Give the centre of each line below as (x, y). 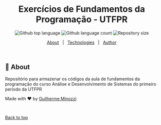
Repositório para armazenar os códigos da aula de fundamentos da (72, 79)
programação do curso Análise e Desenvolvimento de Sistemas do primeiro (81, 84)
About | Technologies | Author (82, 42)
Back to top (17, 117)
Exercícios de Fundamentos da (82, 9)
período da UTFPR (24, 89)
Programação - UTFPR (82, 20)
